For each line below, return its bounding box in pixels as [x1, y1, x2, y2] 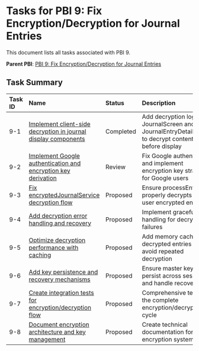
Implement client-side [28, 120, 91, 128]
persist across [142, 271, 182, 279]
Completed [105, 127, 136, 136]
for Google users [142, 173, 189, 182]
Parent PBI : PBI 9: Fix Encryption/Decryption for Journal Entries [6, 60, 162, 67]
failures [142, 223, 163, 231]
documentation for [142, 327, 194, 336]
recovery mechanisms [28, 275, 91, 284]
